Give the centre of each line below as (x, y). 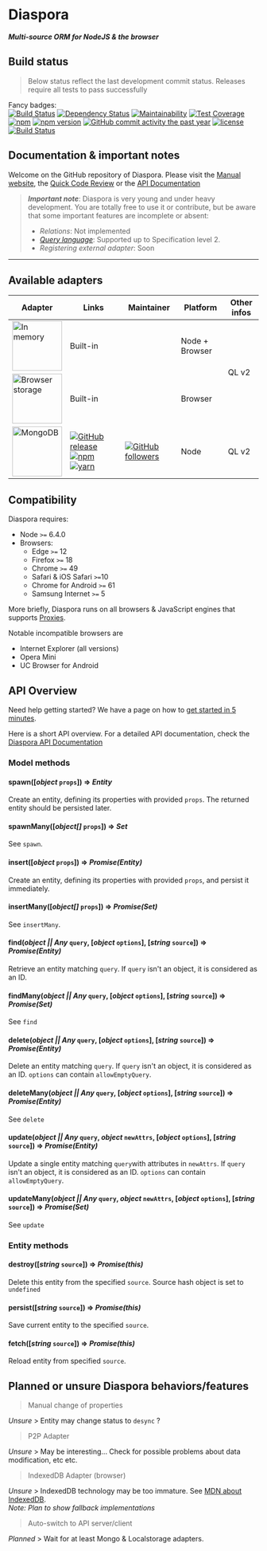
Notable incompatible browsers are (66, 633)
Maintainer (149, 308)
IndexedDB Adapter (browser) (77, 1475)
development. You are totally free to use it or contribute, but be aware (142, 207)
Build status (39, 62)
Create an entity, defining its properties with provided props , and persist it (129, 880)
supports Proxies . (37, 618)
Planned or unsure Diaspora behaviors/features (128, 1386)
